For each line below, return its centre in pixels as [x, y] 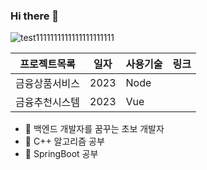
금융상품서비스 [48, 84]
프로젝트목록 [47, 64]
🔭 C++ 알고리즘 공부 [64, 141]
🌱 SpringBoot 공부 [61, 154]
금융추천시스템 [48, 102]
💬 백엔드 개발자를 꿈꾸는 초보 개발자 [94, 129]
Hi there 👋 [35, 16]
